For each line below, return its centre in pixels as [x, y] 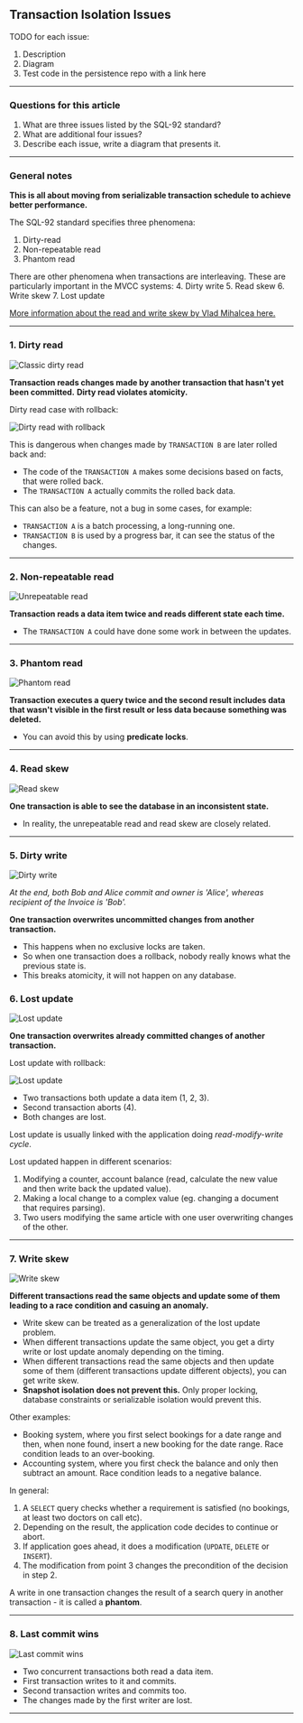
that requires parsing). [64, 1208]
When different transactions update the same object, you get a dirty [148, 1342]
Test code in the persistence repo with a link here [114, 73]
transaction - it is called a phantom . [76, 1602]
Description [44, 54]
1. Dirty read [37, 345]
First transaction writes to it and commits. [100, 1681]
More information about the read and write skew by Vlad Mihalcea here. [142, 313]
